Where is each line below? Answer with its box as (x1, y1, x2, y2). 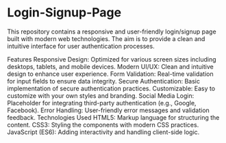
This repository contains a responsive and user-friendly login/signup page (7, 27, 217, 36)
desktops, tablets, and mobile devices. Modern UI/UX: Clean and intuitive (7, 62, 214, 70)
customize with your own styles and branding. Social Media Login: (7, 91, 194, 100)
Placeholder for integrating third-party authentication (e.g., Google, (7, 99, 197, 107)
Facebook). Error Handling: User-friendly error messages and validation (7, 106, 210, 114)
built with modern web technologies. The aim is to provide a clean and (7, 34, 205, 42)
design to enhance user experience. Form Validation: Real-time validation (7, 70, 214, 78)
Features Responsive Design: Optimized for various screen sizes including (7, 55, 217, 63)
